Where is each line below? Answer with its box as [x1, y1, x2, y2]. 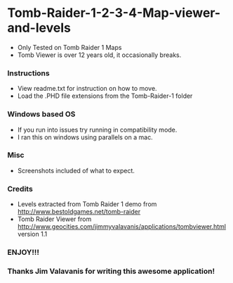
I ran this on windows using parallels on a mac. [17, 132, 153, 141]
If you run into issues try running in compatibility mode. [17, 125, 178, 134]
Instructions [7, 68, 51, 78]
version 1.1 [17, 230, 48, 239]
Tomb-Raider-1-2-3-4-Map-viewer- [7, 5, 221, 21]
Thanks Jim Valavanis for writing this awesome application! [7, 266, 215, 276]
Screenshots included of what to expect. [17, 166, 135, 175]
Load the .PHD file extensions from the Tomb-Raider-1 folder [17, 92, 193, 100]
